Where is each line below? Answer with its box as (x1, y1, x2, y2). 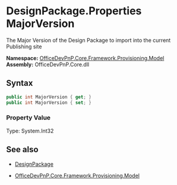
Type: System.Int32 (6, 127, 54, 134)
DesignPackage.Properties (6, 4, 142, 18)
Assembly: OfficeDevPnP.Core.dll (6, 61, 90, 68)
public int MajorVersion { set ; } (6, 100, 92, 106)
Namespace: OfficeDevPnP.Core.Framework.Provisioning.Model (6, 54, 165, 61)
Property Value (6, 113, 51, 122)
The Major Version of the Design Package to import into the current (6, 36, 171, 44)
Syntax (6, 78, 33, 88)
